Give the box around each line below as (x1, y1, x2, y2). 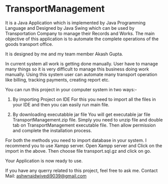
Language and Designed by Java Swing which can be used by (5, 25, 135, 31)
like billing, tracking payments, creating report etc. (5, 77, 110, 83)
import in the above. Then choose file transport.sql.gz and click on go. (5, 148, 151, 154)
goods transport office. (5, 41, 53, 47)
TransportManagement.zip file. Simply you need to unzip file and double (12, 116, 163, 122)
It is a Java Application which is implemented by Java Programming (5, 20, 146, 26)
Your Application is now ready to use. (5, 157, 83, 164)
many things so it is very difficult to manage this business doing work (5, 66, 149, 72)
